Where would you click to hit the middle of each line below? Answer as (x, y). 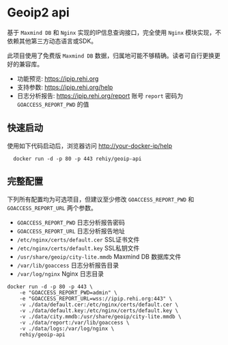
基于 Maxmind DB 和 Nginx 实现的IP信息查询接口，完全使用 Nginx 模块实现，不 (114, 32)
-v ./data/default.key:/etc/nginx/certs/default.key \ (99, 310)
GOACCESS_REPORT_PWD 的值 (53, 104)
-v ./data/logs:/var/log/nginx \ (67, 329)
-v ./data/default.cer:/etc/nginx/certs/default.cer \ (99, 305)
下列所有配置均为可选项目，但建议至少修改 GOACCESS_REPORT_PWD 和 (101, 199)
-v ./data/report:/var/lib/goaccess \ (74, 322)
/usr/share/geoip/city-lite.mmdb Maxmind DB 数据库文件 (99, 256)
